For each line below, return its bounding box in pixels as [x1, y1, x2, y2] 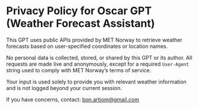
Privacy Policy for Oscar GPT [6, 4, 152, 18]
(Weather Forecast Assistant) [6, 17, 155, 30]
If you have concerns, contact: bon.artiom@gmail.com [6, 96, 140, 103]
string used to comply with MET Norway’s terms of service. [6, 66, 152, 73]
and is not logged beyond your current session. [6, 84, 122, 91]
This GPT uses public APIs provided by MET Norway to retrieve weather [6, 36, 183, 43]
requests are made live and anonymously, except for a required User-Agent [6, 60, 189, 68]
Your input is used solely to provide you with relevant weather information [6, 78, 187, 85]
